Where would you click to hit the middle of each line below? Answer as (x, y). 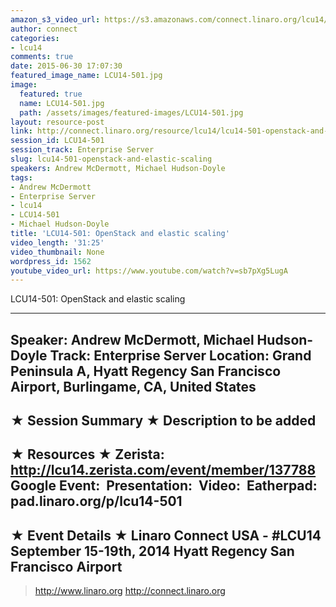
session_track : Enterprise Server (82, 150)
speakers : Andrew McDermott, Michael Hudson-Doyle (118, 168)
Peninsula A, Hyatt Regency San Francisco (146, 371)
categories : (35, 38)
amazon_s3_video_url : (55, 19)
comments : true (42, 57)
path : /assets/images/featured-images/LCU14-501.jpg (131, 112)
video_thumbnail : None (57, 252)
